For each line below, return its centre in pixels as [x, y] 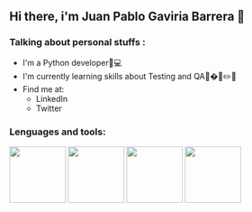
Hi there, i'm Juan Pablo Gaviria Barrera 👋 [127, 17]
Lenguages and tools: [58, 132]
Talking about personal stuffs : [77, 42]
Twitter [49, 108]
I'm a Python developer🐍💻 [72, 62]
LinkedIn [52, 98]
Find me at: [43, 89]
